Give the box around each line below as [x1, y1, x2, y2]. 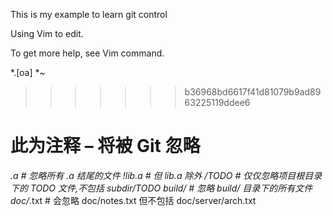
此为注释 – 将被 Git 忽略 [10, 135, 201, 158]
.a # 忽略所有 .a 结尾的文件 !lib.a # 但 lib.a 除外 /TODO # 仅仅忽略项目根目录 [10, 169, 323, 181]
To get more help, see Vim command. [10, 47, 165, 59]
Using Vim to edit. [10, 28, 84, 39]
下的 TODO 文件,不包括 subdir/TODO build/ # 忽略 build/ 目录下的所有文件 [10, 182, 313, 194]
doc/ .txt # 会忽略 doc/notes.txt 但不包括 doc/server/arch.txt [10, 194, 257, 206]
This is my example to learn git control [10, 9, 168, 20]
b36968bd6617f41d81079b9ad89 [184, 86, 322, 98]
